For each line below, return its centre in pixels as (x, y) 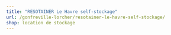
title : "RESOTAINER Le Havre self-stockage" (62, 12)
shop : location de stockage (41, 23)
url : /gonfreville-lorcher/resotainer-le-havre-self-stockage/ (86, 17)
